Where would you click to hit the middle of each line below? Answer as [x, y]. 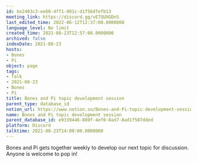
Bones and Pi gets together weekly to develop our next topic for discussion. [98, 147]
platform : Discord [28, 126]
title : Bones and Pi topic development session [65, 98]
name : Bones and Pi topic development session [64, 115]
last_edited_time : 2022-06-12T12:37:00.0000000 [65, 22]
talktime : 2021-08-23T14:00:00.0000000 [55, 131]
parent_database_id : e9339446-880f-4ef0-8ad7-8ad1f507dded [80, 120]
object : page [22, 66]
